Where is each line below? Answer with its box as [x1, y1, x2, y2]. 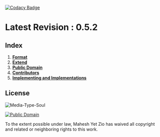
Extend [12, 59, 27, 65]
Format [12, 54, 28, 60]
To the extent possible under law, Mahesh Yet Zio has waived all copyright [5, 121, 155, 127]
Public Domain [12, 65, 43, 70]
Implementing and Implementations [12, 75, 87, 81]
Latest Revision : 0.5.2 [5, 22, 98, 33]
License [5, 89, 30, 97]
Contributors [12, 70, 39, 75]
